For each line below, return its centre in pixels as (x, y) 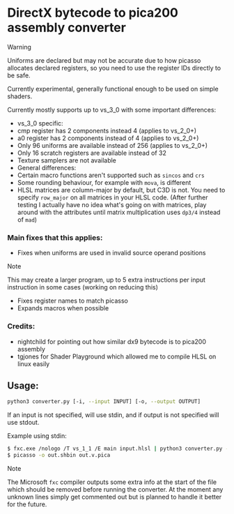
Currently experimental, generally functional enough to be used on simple (113, 89)
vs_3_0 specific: (40, 123)
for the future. (27, 504)
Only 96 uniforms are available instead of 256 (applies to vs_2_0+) (112, 145)
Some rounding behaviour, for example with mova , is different (104, 182)
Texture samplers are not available (67, 160)
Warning (19, 47)
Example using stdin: (37, 436)
